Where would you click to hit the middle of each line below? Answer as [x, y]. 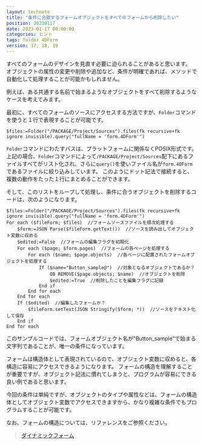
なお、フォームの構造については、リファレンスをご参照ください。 [88, 423]
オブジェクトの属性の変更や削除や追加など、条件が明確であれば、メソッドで [102, 71]
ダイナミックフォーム [48, 435]
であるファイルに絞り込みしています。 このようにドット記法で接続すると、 [99, 171]
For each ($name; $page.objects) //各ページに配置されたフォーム [107, 255]
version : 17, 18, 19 [32, 46]
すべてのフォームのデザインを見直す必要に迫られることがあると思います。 [98, 64]
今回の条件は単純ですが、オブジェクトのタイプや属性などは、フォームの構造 [102, 394]
